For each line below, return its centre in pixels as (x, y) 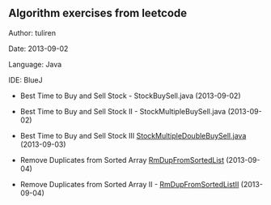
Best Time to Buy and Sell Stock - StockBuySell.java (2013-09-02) (130, 96)
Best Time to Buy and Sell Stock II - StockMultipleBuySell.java (123, 111)
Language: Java (35, 64)
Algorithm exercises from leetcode (98, 13)
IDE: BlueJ (25, 79)
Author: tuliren (32, 32)
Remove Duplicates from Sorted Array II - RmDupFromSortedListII (129, 184)
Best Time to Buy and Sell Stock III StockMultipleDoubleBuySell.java (133, 135)
